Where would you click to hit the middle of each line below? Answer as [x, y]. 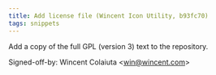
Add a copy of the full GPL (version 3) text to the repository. [108, 46]
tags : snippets [34, 23]
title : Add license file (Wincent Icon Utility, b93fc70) [108, 16]
